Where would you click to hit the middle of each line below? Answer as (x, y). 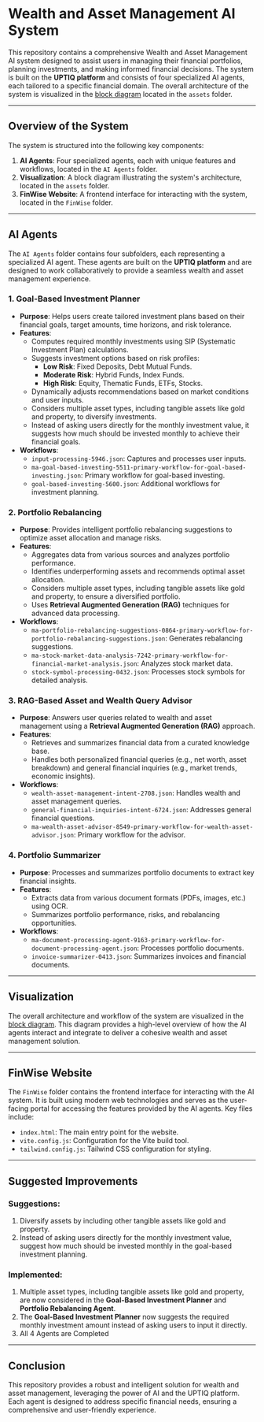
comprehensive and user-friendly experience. (82, 1410)
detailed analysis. (59, 680)
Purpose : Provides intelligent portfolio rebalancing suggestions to (126, 529)
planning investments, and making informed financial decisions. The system (131, 69)
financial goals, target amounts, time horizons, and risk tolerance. (125, 325)
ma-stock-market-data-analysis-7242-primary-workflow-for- (130, 656)
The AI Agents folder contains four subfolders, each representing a (117, 254)
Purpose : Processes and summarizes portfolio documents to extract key (137, 872)
